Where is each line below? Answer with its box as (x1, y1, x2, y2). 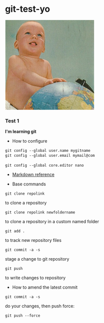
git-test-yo (5, 3, 50, 15)
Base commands (12, 181, 46, 187)
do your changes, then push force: (5, 303, 75, 309)
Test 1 (5, 117, 20, 124)
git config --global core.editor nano (5, 163, 84, 168)
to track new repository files (5, 237, 62, 243)
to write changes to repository (5, 275, 66, 281)
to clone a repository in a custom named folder (5, 219, 99, 225)
